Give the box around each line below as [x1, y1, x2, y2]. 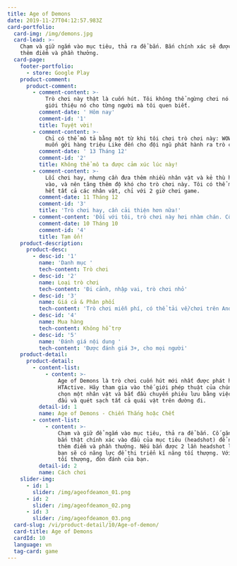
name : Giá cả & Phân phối [38, 299, 115, 306]
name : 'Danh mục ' [38, 259, 93, 266]
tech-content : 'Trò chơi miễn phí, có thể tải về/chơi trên [38, 305, 219, 312]
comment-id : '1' [38, 115, 87, 122]
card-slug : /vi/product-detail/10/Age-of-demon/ [13, 522, 159, 529]
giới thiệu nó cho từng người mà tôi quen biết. [44, 102, 191, 109]
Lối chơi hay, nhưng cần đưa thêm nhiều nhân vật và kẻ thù [44, 174, 226, 181]
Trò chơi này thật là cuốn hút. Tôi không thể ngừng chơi [44, 96, 219, 103]
